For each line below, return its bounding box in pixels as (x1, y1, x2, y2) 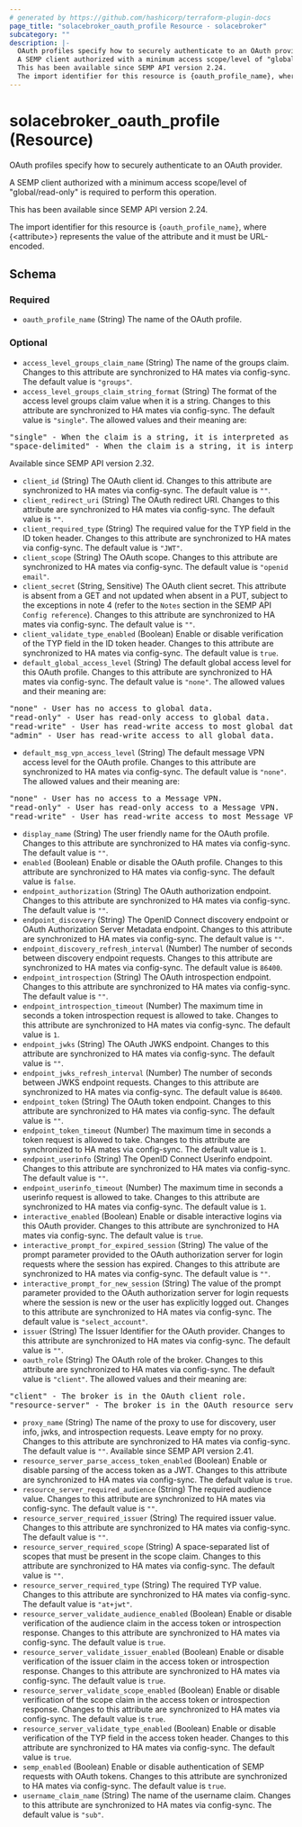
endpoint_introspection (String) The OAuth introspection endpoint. (22, 972, 271, 982)
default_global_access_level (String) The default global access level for (22, 656, 292, 667)
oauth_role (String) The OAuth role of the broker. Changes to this (22, 1354, 263, 1365)
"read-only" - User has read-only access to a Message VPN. (9, 802, 280, 812)
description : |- (9, 38, 70, 48)
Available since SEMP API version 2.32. (9, 457, 155, 468)
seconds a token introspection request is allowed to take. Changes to (22, 1009, 279, 1020)
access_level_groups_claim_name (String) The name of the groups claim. (22, 357, 289, 367)
